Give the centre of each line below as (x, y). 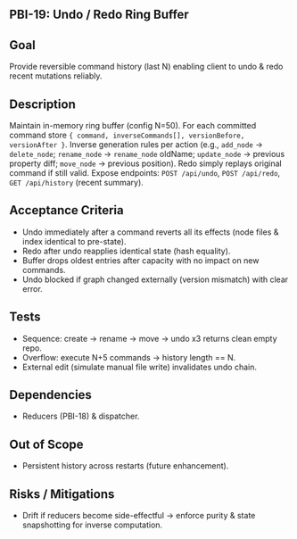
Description (42, 104)
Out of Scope (46, 444)
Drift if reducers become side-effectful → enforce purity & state (139, 516)
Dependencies (50, 395)
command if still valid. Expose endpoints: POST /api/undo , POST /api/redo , (145, 173)
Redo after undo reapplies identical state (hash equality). (126, 251)
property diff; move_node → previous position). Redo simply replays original (146, 163)
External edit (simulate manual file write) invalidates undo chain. (139, 367)
